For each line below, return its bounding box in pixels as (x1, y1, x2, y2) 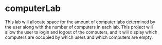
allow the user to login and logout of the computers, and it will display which (5, 29, 158, 35)
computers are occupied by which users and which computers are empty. (5, 34, 153, 40)
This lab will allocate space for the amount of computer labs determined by (5, 19, 156, 25)
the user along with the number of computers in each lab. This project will (5, 24, 153, 30)
